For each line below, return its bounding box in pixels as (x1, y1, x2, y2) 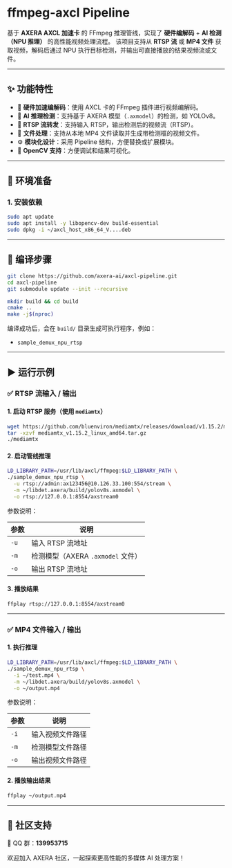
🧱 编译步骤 (7, 254, 52, 266)
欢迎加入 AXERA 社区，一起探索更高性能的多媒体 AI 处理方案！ (7, 853, 185, 862)
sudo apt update (7, 213, 54, 221)
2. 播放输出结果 (7, 777, 51, 785)
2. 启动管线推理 (7, 451, 51, 460)
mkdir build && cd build (7, 298, 79, 305)
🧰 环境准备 (7, 175, 52, 187)
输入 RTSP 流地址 (31, 538, 88, 548)
